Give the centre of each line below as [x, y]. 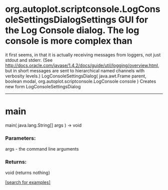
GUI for [133, 20]
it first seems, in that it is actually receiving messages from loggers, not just [83, 55]
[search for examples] [28, 183]
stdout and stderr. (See [29, 60]
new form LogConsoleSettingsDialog [43, 86]
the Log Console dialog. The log [72, 30]
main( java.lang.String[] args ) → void [43, 125]
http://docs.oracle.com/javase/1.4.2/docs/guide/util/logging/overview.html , [82, 65]
